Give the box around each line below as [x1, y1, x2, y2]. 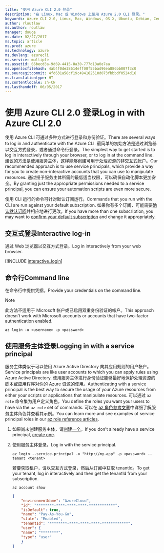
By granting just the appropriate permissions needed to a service [14, 180, 144, 186]
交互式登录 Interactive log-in [5, 229, 91, 238]
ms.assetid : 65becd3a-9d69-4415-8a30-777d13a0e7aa [5, 62, 110, 66]
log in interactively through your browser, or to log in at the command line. [5, 152, 154, 158]
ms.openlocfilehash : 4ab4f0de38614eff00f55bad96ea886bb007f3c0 [5, 66, 137, 71]
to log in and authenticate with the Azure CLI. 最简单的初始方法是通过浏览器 [5, 140, 157, 147]
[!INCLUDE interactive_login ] [5, 258, 62, 264]
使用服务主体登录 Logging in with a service [5, 342, 134, 350]
